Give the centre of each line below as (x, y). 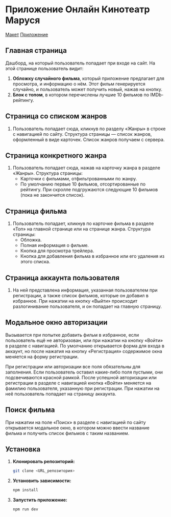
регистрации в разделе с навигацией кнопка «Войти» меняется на (78, 383)
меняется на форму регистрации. (42, 357)
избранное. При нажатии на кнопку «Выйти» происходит (75, 301)
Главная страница (36, 50)
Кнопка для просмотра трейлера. (57, 251)
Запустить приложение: (40, 500)
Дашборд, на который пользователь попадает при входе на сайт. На (80, 63)
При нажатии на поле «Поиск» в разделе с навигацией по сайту (76, 422)
